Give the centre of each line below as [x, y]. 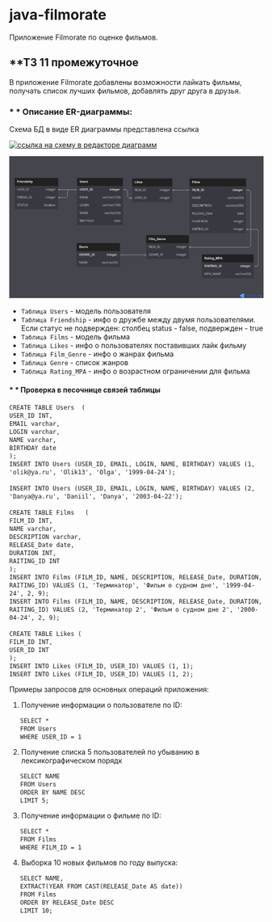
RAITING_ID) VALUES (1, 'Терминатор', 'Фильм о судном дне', [114, 586]
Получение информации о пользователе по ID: [101, 705]
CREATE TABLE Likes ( [46, 634]
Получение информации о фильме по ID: [91, 816]
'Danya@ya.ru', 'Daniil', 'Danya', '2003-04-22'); [96, 497]
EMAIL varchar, [35, 424]
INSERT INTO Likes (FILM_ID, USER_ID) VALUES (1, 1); [102, 667]
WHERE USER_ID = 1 [51, 737]
